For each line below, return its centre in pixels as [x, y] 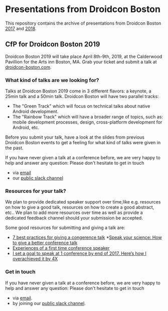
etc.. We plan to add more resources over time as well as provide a [74, 213]
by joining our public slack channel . [49, 303]
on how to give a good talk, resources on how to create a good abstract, [80, 208]
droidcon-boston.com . [28, 67]
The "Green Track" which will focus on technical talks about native [81, 106]
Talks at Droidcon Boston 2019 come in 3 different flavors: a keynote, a [78, 91]
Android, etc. [26, 128]
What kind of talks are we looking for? [52, 80]
